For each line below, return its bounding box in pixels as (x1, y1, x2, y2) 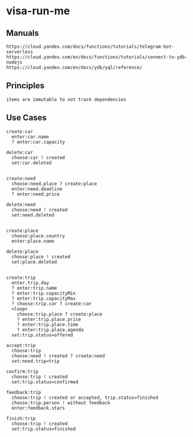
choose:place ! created (11, 253, 70, 260)
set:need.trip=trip (11, 358, 60, 364)
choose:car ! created (11, 154, 66, 160)
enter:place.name (11, 238, 55, 244)
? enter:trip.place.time (17, 321, 79, 327)
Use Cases (6, 113, 47, 123)
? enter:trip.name (11, 285, 58, 291)
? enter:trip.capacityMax (11, 295, 76, 302)
